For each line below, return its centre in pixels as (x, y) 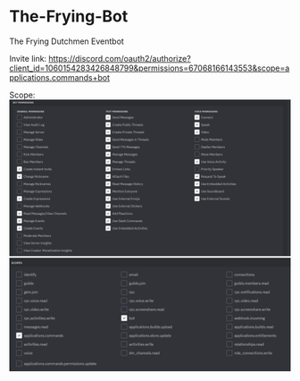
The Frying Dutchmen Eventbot (67, 41)
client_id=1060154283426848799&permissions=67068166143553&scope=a (150, 68)
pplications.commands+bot (59, 77)
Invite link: (28, 58)
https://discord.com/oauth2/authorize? (120, 58)
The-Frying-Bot (69, 17)
